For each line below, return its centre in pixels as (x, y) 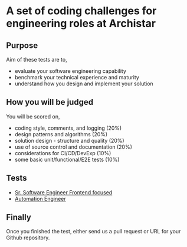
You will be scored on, (33, 116)
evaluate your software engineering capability (70, 71)
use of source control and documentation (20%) (73, 147)
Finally (19, 217)
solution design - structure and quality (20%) (70, 140)
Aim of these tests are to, (37, 60)
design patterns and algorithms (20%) (61, 134)
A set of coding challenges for (81, 11)
